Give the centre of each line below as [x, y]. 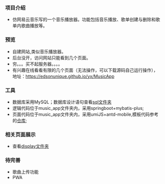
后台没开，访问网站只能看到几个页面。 [51, 57]
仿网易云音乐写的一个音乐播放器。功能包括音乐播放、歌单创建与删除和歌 [86, 20]
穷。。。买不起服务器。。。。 [37, 64]
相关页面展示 [21, 135]
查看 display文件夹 [30, 146]
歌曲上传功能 [25, 172]
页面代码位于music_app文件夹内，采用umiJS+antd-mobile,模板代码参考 [85, 114]
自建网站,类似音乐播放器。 [39, 51]
